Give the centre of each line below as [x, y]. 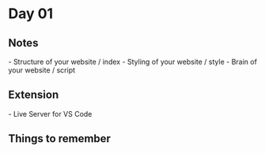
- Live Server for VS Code [50, 114]
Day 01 [31, 14]
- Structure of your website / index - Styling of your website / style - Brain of [132, 62]
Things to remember [59, 139]
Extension [34, 95]
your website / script [42, 70]
